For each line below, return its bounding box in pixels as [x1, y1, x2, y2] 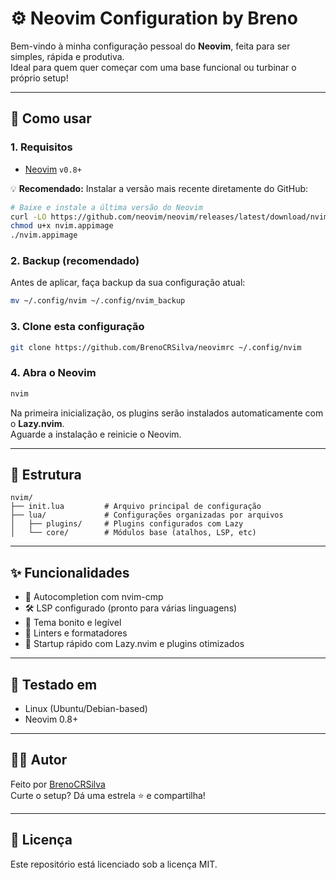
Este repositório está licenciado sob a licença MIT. [10, 858, 218, 870]
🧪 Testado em [10, 676, 98, 693]
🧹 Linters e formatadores [24, 627, 128, 639]
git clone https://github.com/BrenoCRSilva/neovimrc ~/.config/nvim [10, 342, 302, 352]
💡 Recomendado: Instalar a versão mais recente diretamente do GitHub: [10, 182, 309, 194]
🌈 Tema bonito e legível [24, 617, 122, 629]
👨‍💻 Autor [10, 752, 68, 769]
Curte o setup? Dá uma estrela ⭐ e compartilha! [10, 789, 206, 801]
